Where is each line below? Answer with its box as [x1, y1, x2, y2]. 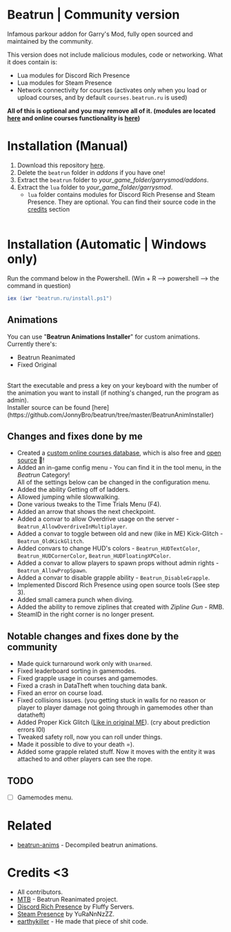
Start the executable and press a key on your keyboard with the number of [7, 381, 219, 390]
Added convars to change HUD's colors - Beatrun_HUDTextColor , [17, 544, 200, 553]
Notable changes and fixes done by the [7, 630, 179, 642]
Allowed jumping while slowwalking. [17, 493, 120, 501]
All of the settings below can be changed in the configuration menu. [17, 478, 210, 486]
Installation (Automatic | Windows [7, 237, 207, 252]
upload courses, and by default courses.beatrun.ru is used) [17, 93, 188, 102]
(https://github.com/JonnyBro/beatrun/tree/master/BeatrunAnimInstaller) [7, 410, 214, 419]
